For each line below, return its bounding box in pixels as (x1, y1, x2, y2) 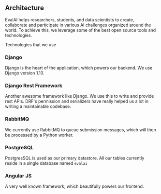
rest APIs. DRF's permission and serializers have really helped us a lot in (5, 98, 149, 104)
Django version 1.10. (5, 70, 44, 76)
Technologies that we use (5, 41, 57, 48)
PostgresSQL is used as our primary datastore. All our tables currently (5, 155, 145, 161)
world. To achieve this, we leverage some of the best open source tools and (5, 27, 156, 33)
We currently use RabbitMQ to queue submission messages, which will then (5, 126, 156, 133)
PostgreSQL (5, 144, 34, 151)
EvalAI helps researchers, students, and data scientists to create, (5, 17, 134, 22)
